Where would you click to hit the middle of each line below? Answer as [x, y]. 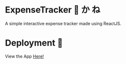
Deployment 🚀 [34, 43]
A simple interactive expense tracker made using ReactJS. [63, 23]
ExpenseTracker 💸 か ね [53, 10]
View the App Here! [24, 56]
